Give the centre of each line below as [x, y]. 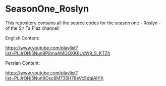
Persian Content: [23, 63]
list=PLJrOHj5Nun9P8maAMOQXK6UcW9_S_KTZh [58, 53]
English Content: [22, 38]
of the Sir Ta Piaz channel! [32, 28]
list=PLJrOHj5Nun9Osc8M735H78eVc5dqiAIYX [54, 78]
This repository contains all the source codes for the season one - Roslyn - [83, 23]
